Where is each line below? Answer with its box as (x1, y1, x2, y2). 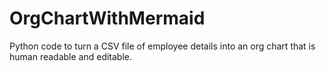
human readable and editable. (9, 50, 133, 62)
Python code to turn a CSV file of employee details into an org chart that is (9, 40, 316, 52)
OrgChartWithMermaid (9, 7, 206, 30)
